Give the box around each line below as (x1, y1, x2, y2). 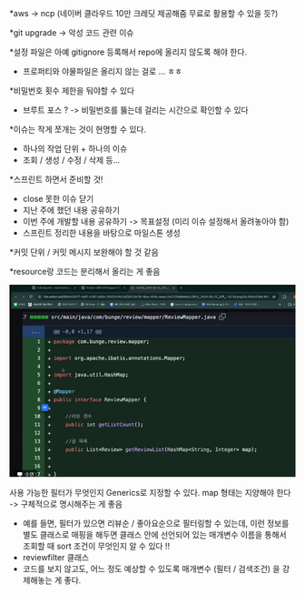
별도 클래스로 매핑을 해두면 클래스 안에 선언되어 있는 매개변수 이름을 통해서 (22, 529, 288, 539)
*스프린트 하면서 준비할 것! (9, 174, 103, 185)
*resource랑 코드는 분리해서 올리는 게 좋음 (9, 267, 161, 277)
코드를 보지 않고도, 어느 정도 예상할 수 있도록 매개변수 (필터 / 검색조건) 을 (22, 563, 280, 574)
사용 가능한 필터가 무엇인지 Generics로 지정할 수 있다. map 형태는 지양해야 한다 (9, 488, 291, 498)
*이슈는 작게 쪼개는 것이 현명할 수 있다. (9, 124, 147, 135)
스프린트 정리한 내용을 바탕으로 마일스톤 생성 (22, 227, 182, 238)
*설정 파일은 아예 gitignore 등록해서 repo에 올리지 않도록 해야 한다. (9, 46, 248, 57)
